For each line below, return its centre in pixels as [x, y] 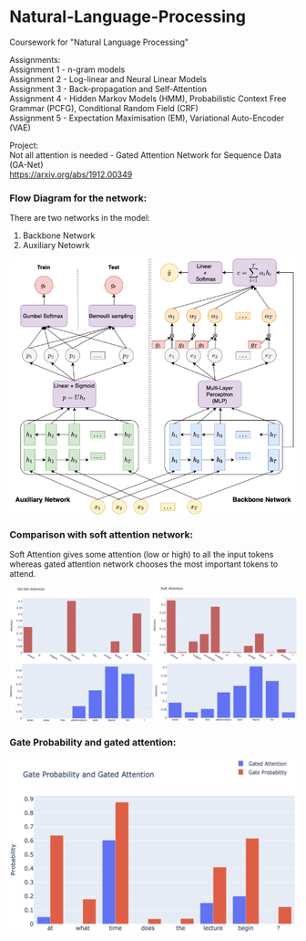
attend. [23, 574]
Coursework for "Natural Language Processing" [99, 42]
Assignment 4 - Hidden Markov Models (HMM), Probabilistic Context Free [148, 99]
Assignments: [35, 59]
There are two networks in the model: [80, 218]
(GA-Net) [26, 164]
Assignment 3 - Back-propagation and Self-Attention [108, 89]
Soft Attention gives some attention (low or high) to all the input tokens [142, 555]
